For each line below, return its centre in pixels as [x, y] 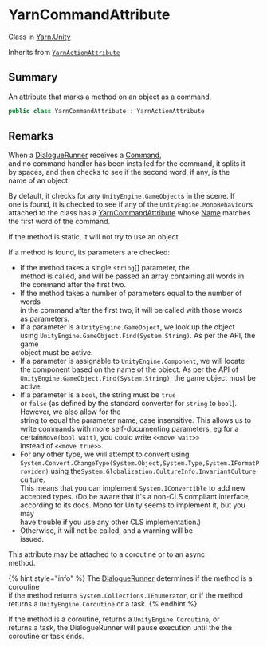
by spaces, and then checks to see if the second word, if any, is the [119, 172]
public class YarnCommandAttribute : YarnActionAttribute [106, 111]
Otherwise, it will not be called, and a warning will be [106, 531]
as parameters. [45, 319]
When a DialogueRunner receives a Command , [85, 155]
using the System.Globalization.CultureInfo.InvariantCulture [153, 471]
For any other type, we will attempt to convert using [104, 454]
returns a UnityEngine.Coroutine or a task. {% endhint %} [103, 604]
